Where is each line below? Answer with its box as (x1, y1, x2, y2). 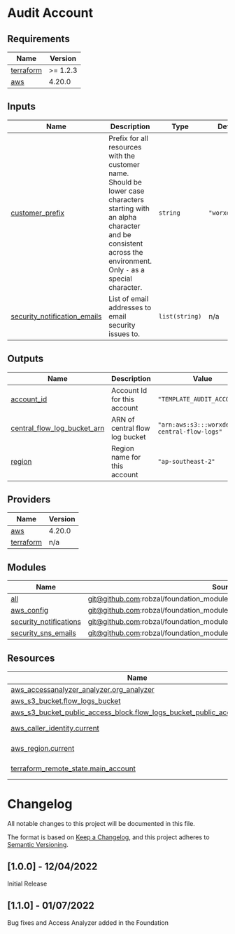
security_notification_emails (10, 311, 102, 321)
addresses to (108, 302, 152, 312)
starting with (108, 204, 150, 213)
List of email (108, 293, 149, 303)
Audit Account (7, 5, 93, 21)
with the (108, 151, 135, 161)
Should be (108, 177, 142, 187)
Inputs (7, 100, 36, 113)
